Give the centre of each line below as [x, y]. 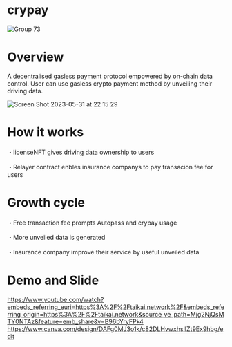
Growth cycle [46, 203]
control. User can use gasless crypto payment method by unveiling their [110, 83]
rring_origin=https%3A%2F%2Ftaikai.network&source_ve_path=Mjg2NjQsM [116, 314]
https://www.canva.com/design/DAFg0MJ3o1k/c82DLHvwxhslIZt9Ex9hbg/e [115, 329]
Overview [36, 57]
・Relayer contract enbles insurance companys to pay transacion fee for [110, 167]
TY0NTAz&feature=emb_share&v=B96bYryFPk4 [75, 321]
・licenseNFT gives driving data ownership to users [81, 152]
